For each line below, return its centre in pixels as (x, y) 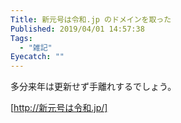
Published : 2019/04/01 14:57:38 (77, 29)
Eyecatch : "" (37, 57)
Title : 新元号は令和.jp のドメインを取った (91, 19)
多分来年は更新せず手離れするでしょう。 (93, 87)
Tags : (21, 38)
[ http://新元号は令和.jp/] (59, 108)
